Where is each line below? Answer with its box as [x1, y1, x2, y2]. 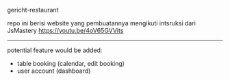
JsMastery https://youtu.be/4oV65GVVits [7, 27, 124, 34]
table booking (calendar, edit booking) [16, 60, 125, 67]
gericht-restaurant [7, 6, 59, 14]
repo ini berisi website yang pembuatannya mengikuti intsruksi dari [7, 19, 196, 27]
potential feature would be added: [7, 46, 103, 54]
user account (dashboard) [16, 67, 91, 75]
